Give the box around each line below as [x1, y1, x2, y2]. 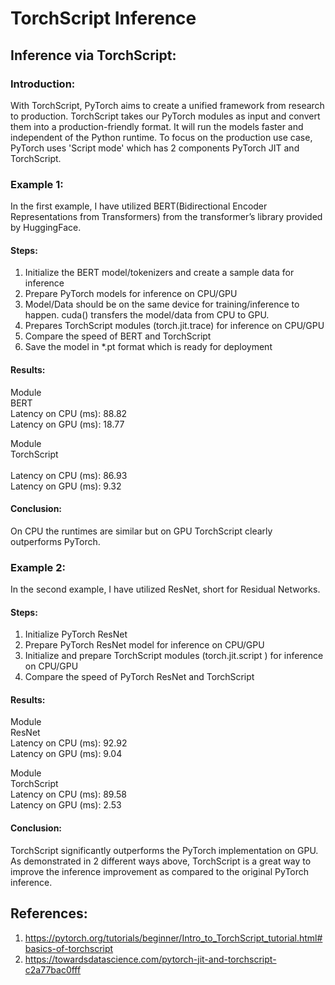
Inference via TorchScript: [10, 47, 177, 64]
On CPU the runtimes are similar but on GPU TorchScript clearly [10, 525, 273, 537]
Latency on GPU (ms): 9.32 [10, 480, 122, 492]
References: [10, 905, 88, 922]
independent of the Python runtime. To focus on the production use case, [10, 131, 313, 143]
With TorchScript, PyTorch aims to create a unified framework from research [10, 99, 325, 111]
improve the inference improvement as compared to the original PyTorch [10, 865, 310, 877]
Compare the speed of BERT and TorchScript [24, 330, 212, 342]
